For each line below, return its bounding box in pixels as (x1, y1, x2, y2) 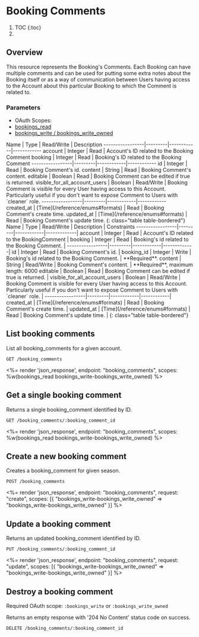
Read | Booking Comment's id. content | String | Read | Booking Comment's (6, 167, 191, 174)
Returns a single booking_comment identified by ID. (6, 406, 132, 413)
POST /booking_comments (6, 479, 65, 485)
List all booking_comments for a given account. (6, 344, 122, 352)
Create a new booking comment (6, 451, 127, 462)
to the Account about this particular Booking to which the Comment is (6, 82, 177, 89)
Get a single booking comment (6, 390, 122, 400)
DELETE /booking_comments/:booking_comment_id (6, 626, 124, 632)
